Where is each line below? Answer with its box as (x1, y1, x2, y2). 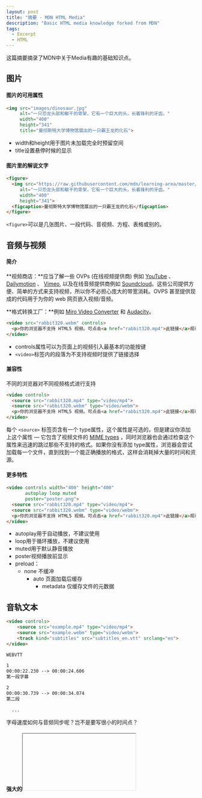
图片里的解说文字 (6, 162, 49, 169)
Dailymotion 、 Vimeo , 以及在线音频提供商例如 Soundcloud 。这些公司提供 (6, 280, 189, 287)
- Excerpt (11, 31, 36, 37)
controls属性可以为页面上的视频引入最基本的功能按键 (14, 343, 146, 350)
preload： (14, 560, 40, 567)
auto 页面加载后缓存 (32, 575, 83, 582)
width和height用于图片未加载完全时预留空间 (14, 139, 124, 146)
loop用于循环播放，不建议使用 (14, 538, 90, 545)
